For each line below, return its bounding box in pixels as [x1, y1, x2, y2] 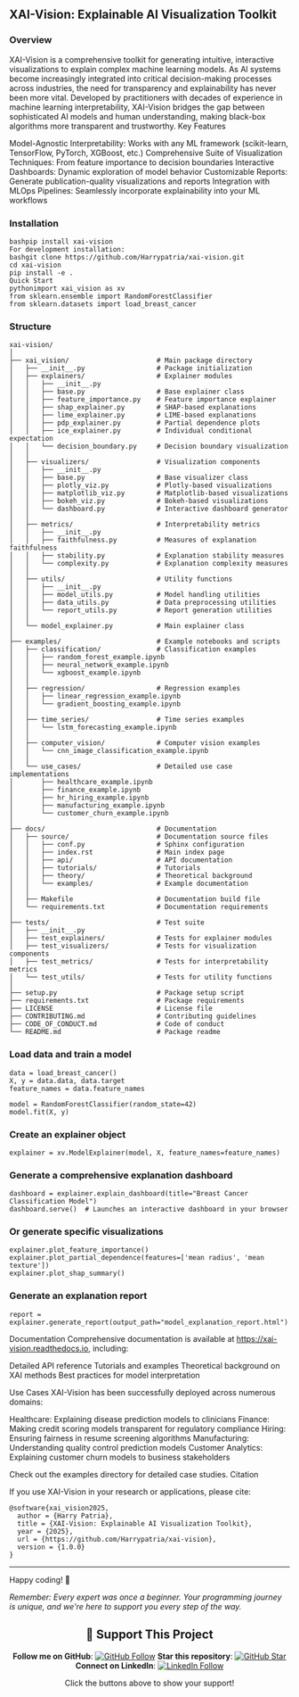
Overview [9, 34, 53, 46]
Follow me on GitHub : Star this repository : [12, 1651, 233, 1661]
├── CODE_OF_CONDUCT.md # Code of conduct [9, 1020, 225, 1029]
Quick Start [9, 276, 53, 285]
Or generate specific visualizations [9, 1226, 165, 1238]
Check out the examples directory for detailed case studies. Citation [9, 1469, 259, 1479]
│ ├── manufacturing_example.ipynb [9, 801, 166, 810]
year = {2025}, [17, 1527, 74, 1536]
